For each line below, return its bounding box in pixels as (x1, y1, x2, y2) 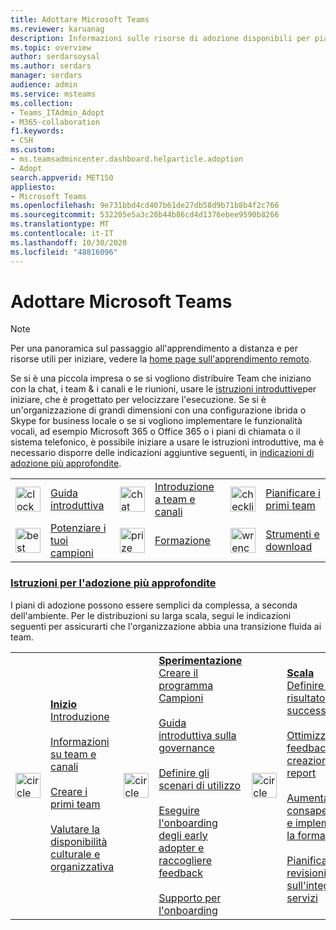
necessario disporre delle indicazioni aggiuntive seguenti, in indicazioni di (10, 447, 315, 459)
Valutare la (50, 822, 101, 836)
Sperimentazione (158, 653, 243, 667)
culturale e (50, 847, 101, 861)
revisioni (286, 866, 327, 880)
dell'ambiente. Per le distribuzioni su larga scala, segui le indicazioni (10, 609, 292, 621)
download (265, 540, 313, 554)
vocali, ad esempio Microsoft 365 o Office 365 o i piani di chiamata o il (10, 426, 301, 438)
